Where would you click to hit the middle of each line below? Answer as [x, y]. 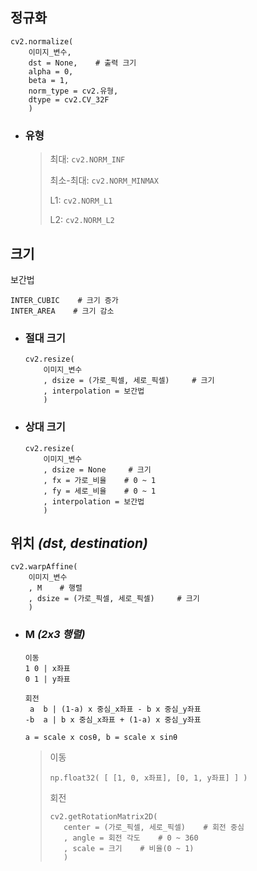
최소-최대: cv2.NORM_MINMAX [104, 180]
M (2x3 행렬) [55, 635]
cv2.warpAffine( [44, 567]
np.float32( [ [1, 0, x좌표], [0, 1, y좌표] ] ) [148, 778]
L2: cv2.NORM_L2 [82, 220]
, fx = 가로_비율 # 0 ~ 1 [100, 480]
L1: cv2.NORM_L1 [81, 200]
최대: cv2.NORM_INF [87, 159]
